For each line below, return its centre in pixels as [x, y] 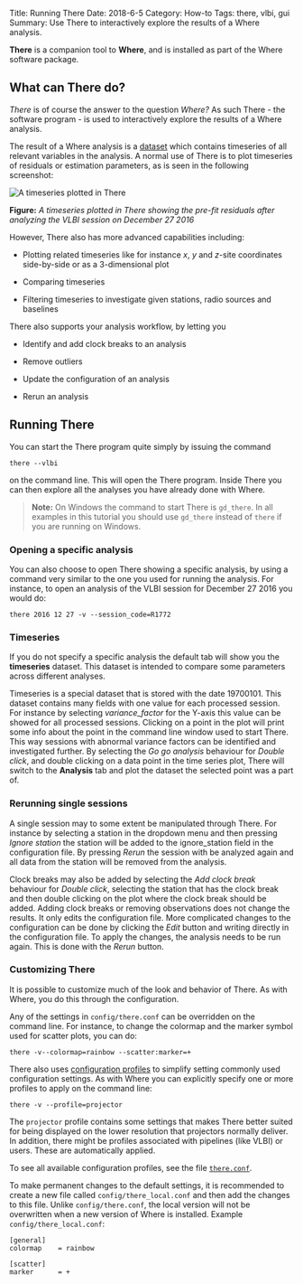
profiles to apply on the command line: [81, 1088]
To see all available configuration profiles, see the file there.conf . [131, 1167]
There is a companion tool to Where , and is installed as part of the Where [146, 50]
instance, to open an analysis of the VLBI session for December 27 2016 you [151, 588]
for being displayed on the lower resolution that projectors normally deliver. [149, 1131]
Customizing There [52, 970]
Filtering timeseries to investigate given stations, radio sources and [147, 299]
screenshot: [32, 174]
